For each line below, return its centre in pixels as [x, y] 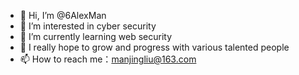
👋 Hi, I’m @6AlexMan [63, 15]
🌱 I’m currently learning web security [96, 36]
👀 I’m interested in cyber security [88, 26]
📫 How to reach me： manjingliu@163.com [108, 59]
